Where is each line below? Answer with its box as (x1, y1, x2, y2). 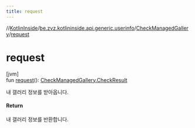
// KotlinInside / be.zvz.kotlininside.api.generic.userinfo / (6, 24, 136, 31)
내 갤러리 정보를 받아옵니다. (6, 88, 69, 95)
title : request (6, 8, 43, 15)
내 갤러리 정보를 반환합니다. (6, 116, 69, 123)
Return (6, 102, 23, 109)
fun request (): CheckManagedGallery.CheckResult (6, 76, 128, 83)
